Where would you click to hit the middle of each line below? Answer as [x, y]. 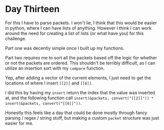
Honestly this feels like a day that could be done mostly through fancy [76, 113]
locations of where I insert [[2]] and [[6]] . [49, 83]
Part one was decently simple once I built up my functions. [65, 48]
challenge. [16, 39]
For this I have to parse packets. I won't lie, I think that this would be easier [81, 23]
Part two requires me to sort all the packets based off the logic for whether [81, 57]
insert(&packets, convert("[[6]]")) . [43, 103]
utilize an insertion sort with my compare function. [55, 68]
